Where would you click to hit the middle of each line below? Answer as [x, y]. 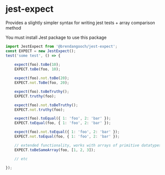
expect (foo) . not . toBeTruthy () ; [46, 105]
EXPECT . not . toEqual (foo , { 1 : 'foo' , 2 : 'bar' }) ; [67, 137]
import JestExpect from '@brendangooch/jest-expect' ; [62, 46]
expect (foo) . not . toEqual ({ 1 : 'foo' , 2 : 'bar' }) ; [67, 132]
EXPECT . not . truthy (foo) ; [40, 110]
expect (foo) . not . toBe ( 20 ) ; [42, 78]
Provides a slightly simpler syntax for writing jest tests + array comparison [81, 23]
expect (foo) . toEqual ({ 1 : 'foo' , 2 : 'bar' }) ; [63, 118]
